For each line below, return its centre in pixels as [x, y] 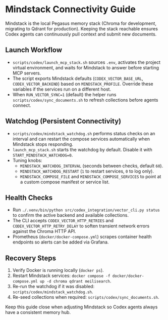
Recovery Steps [31, 258]
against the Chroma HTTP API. [44, 231]
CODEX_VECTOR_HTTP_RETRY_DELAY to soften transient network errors [81, 226]
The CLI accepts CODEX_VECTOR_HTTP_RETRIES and [63, 221]
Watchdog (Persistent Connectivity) [63, 121]
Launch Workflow [34, 50]
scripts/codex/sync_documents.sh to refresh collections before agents [85, 100]
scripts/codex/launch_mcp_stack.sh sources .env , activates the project [86, 62]
